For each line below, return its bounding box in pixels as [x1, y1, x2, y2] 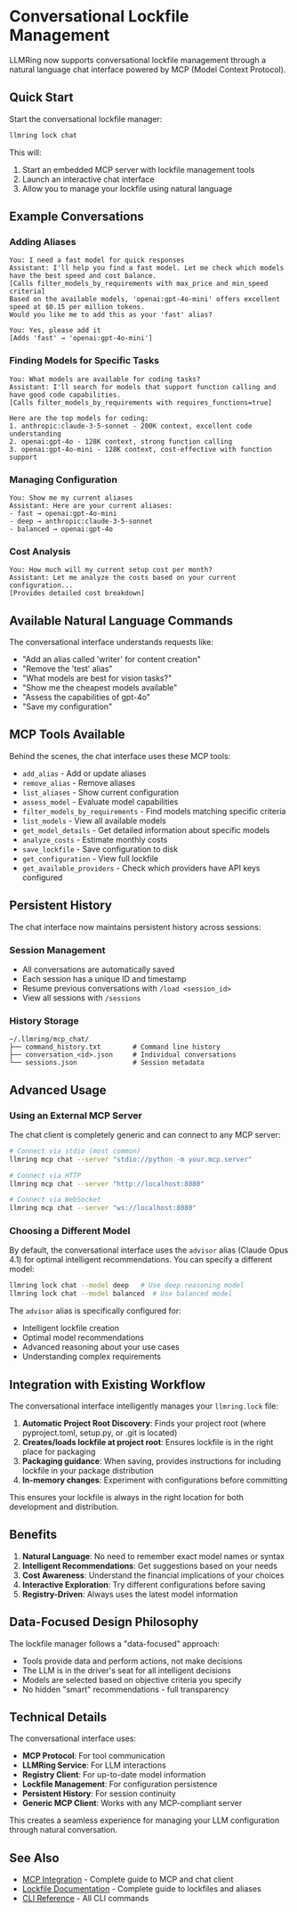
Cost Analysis [9, 545, 71, 558]
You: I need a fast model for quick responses [9, 256, 185, 265]
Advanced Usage [9, 1083, 107, 1098]
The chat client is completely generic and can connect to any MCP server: [9, 1129, 281, 1140]
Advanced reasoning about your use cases [21, 1342, 180, 1352]
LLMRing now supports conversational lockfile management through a [9, 54, 267, 65]
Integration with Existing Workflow [9, 1377, 206, 1392]
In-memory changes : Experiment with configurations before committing [21, 1475, 288, 1485]
